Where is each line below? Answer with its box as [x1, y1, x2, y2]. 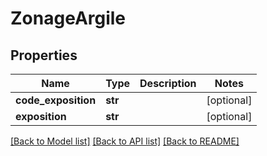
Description [139, 77, 197, 90]
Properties [10, 47, 78, 64]
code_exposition [15, 93, 97, 107]
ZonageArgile [10, 7, 127, 30]
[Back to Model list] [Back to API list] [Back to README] [10, 135, 240, 147]
